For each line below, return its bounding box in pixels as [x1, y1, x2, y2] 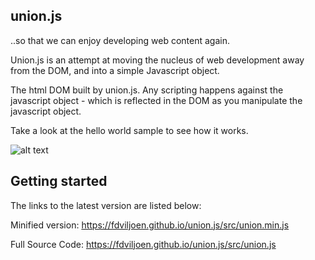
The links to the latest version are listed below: [10, 199, 202, 211]
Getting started [10, 173, 108, 190]
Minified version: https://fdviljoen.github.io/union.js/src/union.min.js [10, 219, 290, 231]
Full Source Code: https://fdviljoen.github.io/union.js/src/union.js [10, 238, 277, 250]
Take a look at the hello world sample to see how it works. [10, 124, 249, 136]
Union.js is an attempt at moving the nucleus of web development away [10, 54, 305, 66]
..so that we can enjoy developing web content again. [10, 34, 230, 46]
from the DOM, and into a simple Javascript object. [10, 64, 220, 76]
